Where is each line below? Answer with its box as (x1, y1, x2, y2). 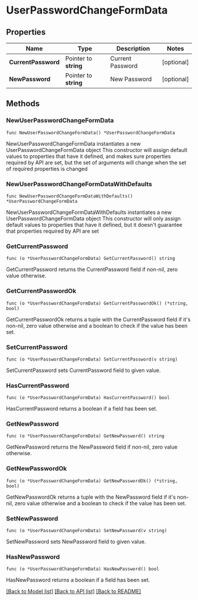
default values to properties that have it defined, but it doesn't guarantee (6, 221, 183, 228)
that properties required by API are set (6, 228, 99, 235)
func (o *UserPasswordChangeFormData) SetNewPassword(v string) (6, 528, 167, 534)
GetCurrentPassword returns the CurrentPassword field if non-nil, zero (6, 266, 178, 273)
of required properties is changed (6, 165, 88, 172)
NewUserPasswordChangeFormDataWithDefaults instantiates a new (6, 209, 172, 216)
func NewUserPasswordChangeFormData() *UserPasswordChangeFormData (6, 130, 176, 136)
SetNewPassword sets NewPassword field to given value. (6, 538, 146, 545)
